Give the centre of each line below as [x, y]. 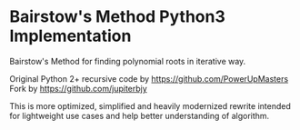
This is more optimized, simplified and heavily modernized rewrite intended [150, 105]
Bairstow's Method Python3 [117, 17]
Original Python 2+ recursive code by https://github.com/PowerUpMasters [149, 78]
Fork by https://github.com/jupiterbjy [78, 88]
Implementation [70, 36]
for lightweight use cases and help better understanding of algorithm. [140, 115]
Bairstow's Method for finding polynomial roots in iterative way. [128, 61]
